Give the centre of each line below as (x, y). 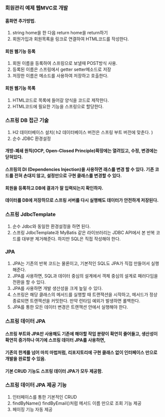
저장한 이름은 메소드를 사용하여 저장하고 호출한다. (60, 76)
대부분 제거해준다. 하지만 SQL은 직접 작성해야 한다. (71, 239)
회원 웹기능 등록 (20, 51)
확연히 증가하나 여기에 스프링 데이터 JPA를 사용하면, (55, 340)
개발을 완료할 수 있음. (26, 358)
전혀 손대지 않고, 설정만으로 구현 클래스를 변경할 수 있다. (68, 176)
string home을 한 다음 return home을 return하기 (60, 33)
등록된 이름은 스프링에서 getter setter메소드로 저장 (62, 69)
